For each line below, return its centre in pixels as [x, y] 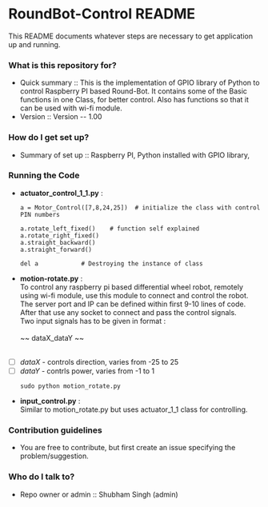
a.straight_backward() [58, 242]
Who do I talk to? [42, 477]
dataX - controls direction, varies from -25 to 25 [99, 361]
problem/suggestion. [54, 456]
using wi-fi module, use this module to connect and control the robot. [134, 295]
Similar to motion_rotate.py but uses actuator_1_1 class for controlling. [134, 409]
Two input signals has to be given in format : [93, 321]
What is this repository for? [63, 65]
